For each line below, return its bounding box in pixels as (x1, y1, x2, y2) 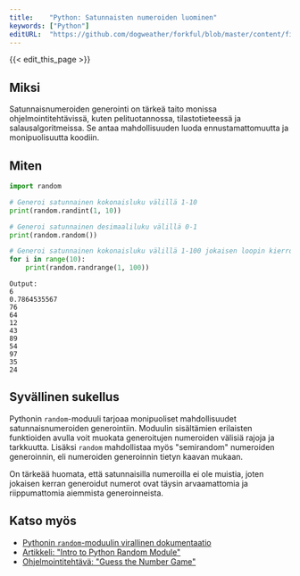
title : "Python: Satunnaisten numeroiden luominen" (9, 13, 218, 22)
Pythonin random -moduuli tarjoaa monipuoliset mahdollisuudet (9, 413, 237, 424)
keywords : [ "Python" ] (9, 21, 90, 30)
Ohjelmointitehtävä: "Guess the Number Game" (21, 555, 196, 567)
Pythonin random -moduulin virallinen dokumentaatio (21, 537, 212, 547)
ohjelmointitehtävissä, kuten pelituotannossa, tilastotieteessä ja (9, 113, 241, 124)
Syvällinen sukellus (9, 389, 120, 405)
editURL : (9, 29, 42, 38)
